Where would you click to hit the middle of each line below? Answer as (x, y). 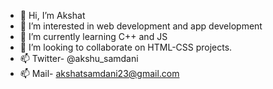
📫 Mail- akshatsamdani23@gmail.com (99, 73)
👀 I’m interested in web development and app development (141, 26)
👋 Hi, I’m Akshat (52, 15)
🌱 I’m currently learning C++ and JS (93, 36)
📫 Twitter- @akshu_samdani (79, 58)
